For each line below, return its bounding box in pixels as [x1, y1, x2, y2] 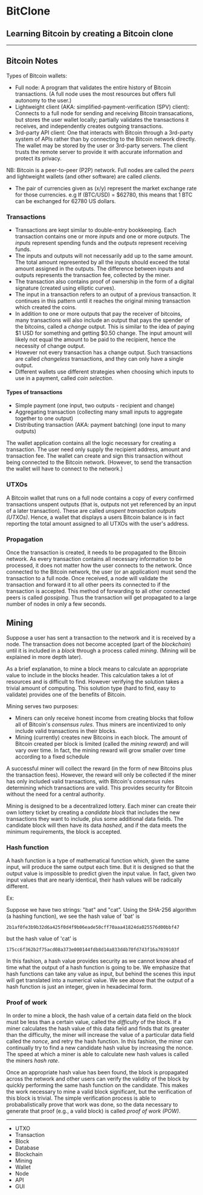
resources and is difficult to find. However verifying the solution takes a [6, 678, 184, 685]
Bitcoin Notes [6, 56, 59, 66]
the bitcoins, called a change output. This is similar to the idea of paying [14, 323, 195, 330]
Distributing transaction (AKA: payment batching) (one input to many [14, 421, 186, 429]
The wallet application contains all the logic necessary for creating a [6, 440, 176, 447]
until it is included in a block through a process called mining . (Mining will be [6, 647, 196, 654]
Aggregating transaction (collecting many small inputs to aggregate [14, 408, 183, 416]
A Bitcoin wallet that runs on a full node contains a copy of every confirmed [6, 494, 195, 501]
